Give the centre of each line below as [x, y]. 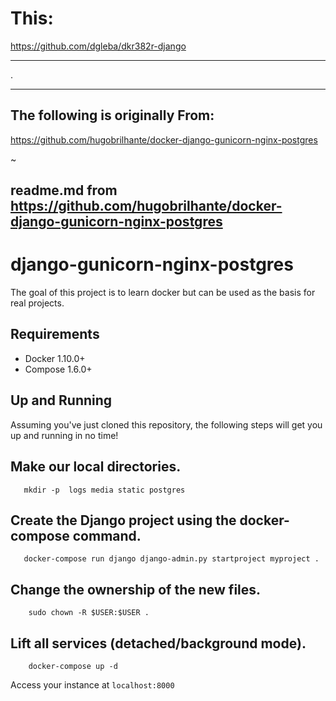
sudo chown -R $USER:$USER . [89, 613]
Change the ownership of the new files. [136, 589]
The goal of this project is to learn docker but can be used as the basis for [163, 293]
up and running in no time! [64, 435]
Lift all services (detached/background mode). [158, 643]
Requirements [55, 334]
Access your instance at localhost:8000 [92, 684]
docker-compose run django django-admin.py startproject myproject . [171, 559]
